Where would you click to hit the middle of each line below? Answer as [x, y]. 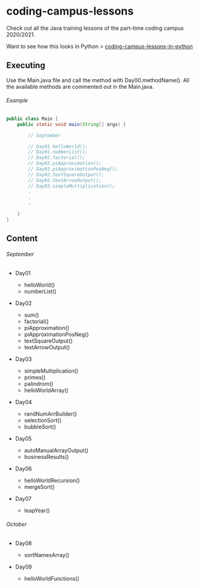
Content [22, 239]
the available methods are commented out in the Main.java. [80, 86]
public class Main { [32, 119]
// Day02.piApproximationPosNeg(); [73, 169]
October [17, 524]
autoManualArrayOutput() [56, 450]
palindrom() [39, 383]
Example [17, 100]
